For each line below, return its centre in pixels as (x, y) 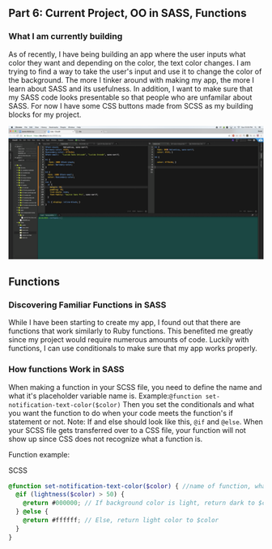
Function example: (39, 454)
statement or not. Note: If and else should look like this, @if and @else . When (136, 422)
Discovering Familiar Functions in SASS (87, 305)
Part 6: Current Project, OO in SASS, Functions (127, 13)
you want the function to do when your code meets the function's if (121, 413)
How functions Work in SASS (66, 370)
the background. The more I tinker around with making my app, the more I (132, 79)
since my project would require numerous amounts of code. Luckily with (129, 340)
